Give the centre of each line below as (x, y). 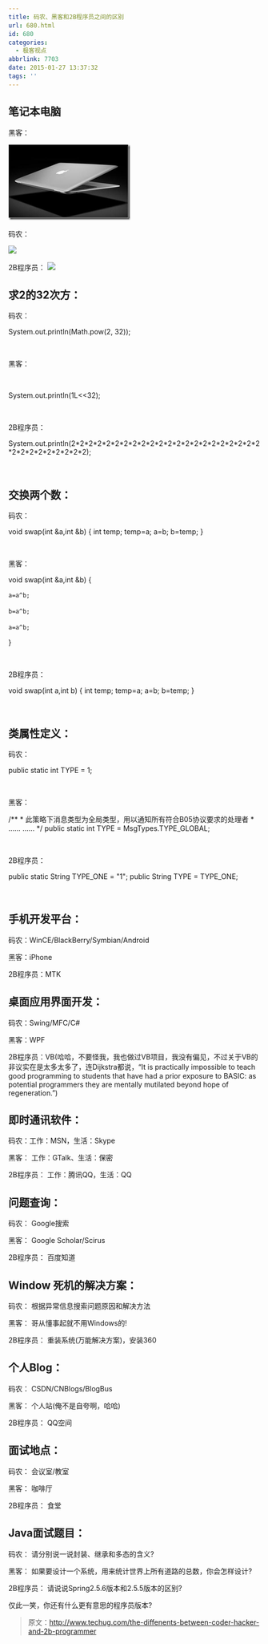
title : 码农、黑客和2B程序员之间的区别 (66, 17)
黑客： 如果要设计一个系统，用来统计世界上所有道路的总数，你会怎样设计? (130, 1571)
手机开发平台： (45, 919)
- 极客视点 (31, 51)
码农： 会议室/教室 (39, 1471)
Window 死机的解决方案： (73, 1285)
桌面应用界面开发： (56, 1002)
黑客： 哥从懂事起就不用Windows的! (68, 1323)
